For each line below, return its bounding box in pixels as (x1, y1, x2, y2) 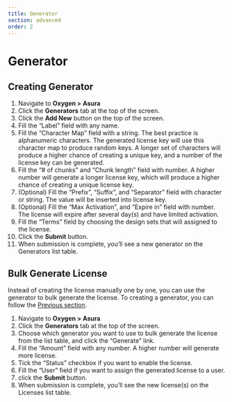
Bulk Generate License (8, 268, 108, 279)
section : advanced (8, 17, 61, 24)
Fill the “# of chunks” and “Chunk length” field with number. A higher (17, 166, 215, 174)
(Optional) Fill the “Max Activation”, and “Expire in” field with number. (17, 203, 215, 211)
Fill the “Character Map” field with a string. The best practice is (17, 129, 199, 137)
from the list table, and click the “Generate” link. (17, 337, 156, 345)
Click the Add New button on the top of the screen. (17, 114, 165, 123)
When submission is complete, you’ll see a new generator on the (17, 240, 204, 248)
